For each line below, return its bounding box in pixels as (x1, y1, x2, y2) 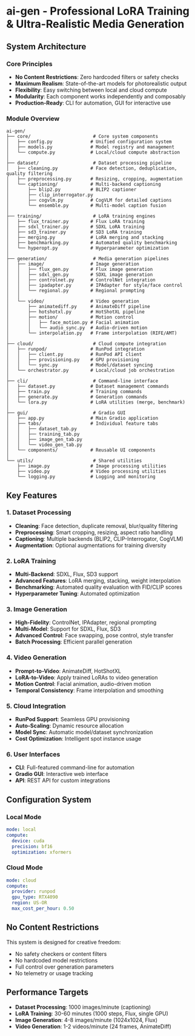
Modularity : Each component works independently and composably (15, 92, 186, 100)
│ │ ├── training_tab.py (6, 431, 80, 437)
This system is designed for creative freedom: (6, 938, 121, 945)
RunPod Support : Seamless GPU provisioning (15, 716, 130, 723)
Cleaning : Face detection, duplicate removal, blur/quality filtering (15, 522, 178, 529)
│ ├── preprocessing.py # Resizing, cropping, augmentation (6, 176, 183, 182)
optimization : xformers (12, 849, 71, 855)
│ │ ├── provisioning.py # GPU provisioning (6, 357, 139, 363)
